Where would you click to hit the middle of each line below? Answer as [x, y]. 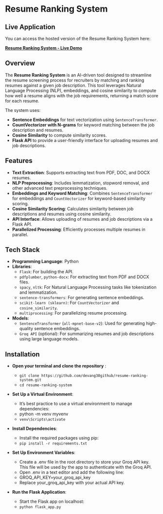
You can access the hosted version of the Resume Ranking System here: [78, 38]
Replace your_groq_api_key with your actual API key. [72, 483]
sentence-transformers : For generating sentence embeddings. [82, 298]
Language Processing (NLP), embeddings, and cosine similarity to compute [81, 90]
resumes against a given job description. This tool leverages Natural [73, 85]
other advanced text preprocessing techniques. [60, 188]
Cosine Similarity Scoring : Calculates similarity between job [73, 209]
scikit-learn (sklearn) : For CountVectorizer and [69, 303]
